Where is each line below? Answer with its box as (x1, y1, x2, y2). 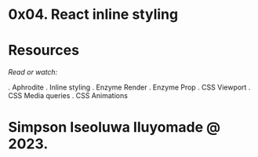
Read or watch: (8, 68, 58, 77)
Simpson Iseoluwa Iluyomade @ (8, 119, 221, 137)
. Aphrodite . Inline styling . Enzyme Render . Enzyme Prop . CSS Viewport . (8, 82, 251, 92)
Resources (8, 42, 80, 60)
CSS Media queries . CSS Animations (8, 91, 128, 100)
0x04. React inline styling (8, 5, 179, 24)
